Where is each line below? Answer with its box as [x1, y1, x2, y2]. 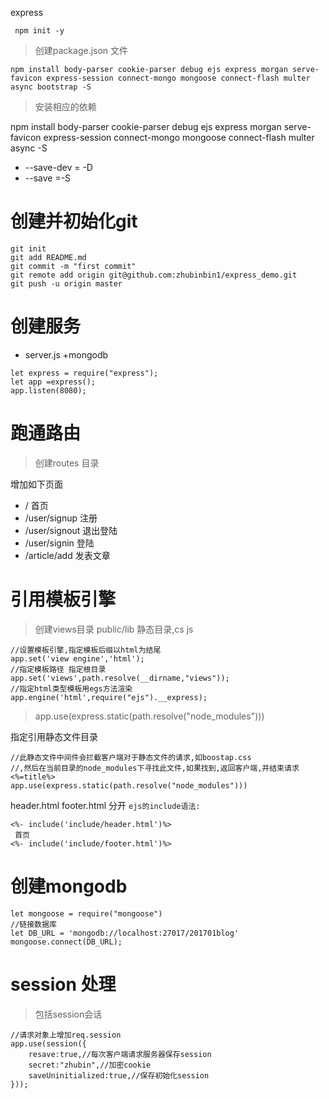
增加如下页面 [10, 478, 63, 490]
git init [10, 243, 47, 254]
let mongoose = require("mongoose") [10, 908, 163, 919]
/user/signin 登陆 [24, 537, 95, 549]
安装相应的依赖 [34, 101, 97, 112]
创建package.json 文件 [34, 45, 129, 56]
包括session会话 [34, 1008, 103, 1020]
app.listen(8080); [10, 385, 87, 396]
